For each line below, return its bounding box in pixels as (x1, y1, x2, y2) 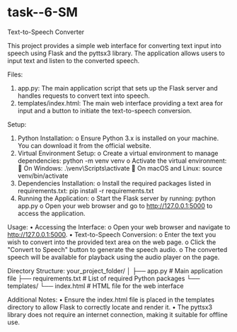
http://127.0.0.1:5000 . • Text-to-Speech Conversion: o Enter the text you (7, 230, 216, 239)
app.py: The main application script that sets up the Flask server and (17, 84, 218, 92)
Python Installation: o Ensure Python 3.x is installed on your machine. (17, 134, 219, 142)
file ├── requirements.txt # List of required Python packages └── (7, 274, 200, 282)
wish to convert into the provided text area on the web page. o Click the (7, 238, 216, 246)
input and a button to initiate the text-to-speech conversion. (17, 106, 192, 115)
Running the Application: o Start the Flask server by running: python (17, 194, 216, 202)
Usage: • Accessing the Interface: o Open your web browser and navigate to (7, 222, 231, 231)
